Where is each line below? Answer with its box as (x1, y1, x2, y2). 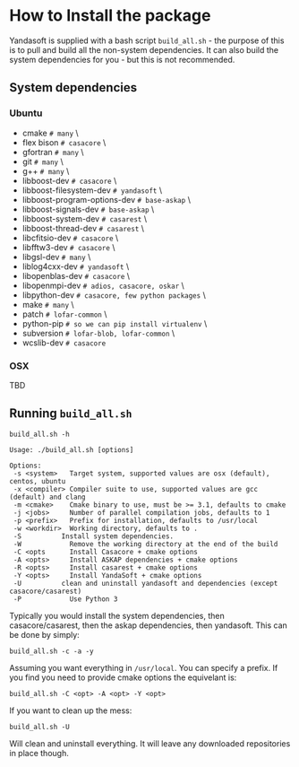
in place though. (9, 747, 69, 758)
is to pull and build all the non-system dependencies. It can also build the (9, 44, 279, 55)
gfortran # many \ (21, 146, 84, 157)
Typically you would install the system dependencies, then (9, 610, 226, 621)
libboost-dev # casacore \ (21, 175, 117, 186)
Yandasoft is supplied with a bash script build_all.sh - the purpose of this (9, 35, 285, 46)
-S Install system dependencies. (13, 531, 175, 541)
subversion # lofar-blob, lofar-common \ (21, 327, 175, 338)
